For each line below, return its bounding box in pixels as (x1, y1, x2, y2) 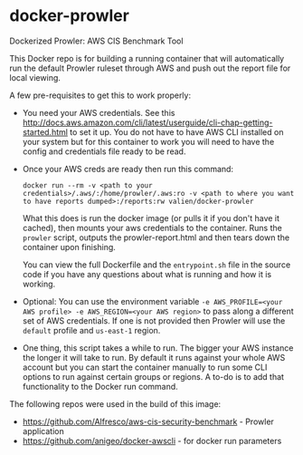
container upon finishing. (22, 241, 116, 252)
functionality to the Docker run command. (22, 381, 178, 392)
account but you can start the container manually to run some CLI (22, 362, 268, 373)
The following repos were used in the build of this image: (9, 398, 222, 409)
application (22, 425, 65, 436)
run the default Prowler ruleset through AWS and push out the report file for (9, 63, 291, 73)
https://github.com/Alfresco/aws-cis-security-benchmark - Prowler (22, 416, 274, 427)
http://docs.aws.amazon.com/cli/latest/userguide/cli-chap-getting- (22, 117, 273, 128)
